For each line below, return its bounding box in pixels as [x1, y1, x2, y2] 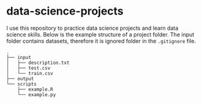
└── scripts [6, 81, 37, 87]
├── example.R [17, 86, 53, 92]
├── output [6, 75, 34, 81]
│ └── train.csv [6, 70, 53, 77]
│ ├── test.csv [6, 65, 51, 71]
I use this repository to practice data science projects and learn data [6, 24, 179, 32]
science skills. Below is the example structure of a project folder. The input [6, 30, 195, 38]
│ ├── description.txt [6, 60, 70, 66]
